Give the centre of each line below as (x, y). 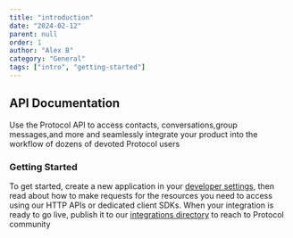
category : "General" (48, 59)
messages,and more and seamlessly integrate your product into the (134, 134)
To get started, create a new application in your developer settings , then (142, 186)
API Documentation (65, 103)
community (30, 224)
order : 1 (25, 42)
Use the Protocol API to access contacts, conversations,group (124, 125)
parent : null (33, 34)
